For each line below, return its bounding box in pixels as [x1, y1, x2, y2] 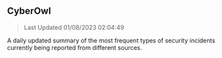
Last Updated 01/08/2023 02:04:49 [23, 23, 124, 31]
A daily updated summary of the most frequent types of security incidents [7, 36, 216, 45]
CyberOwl [7, 5, 51, 17]
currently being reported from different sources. [7, 43, 142, 51]
